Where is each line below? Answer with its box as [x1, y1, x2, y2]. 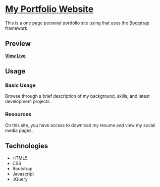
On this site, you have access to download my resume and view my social [5, 122, 156, 128]
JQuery [12, 176, 28, 182]
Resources [5, 111, 32, 118]
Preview [5, 40, 31, 48]
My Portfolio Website [5, 3, 94, 15]
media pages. [5, 127, 33, 133]
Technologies [5, 142, 49, 150]
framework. [5, 25, 29, 31]
